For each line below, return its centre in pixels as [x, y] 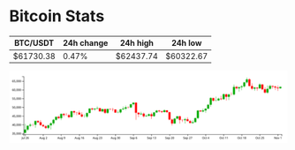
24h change [86, 43]
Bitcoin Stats [57, 16]
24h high [137, 43]
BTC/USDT [34, 43]
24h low [186, 43]
